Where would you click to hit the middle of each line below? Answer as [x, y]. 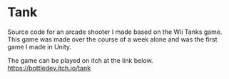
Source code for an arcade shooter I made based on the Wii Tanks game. [115, 32]
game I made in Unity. [40, 47]
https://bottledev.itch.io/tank [49, 68]
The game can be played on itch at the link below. [80, 60]
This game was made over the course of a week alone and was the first [112, 39]
